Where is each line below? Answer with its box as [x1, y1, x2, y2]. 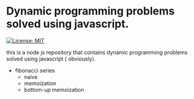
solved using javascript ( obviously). [6, 55, 96, 62]
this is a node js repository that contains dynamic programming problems [6, 48, 188, 56]
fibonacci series [14, 66, 55, 74]
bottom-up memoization [23, 86, 84, 93]
